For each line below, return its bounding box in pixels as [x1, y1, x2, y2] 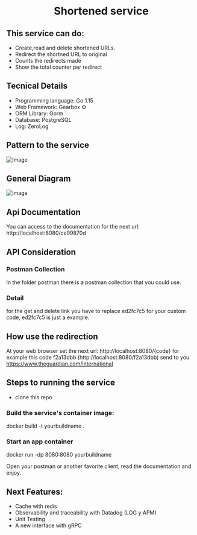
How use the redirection [6, 331, 98, 341]
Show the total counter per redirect [14, 63, 102, 71]
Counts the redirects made [14, 57, 81, 64]
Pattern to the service [6, 140, 89, 150]
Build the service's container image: [6, 408, 114, 417]
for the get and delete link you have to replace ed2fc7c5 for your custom [6, 308, 186, 315]
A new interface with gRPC [14, 522, 83, 529]
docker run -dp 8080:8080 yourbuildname [6, 451, 112, 458]
